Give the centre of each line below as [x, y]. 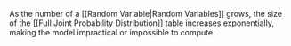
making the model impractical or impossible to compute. [112, 32]
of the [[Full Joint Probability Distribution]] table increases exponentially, [141, 23]
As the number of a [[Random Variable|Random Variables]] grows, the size [146, 14]
